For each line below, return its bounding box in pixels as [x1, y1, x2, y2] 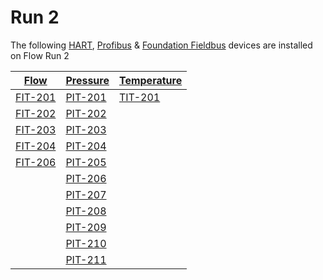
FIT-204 [15, 139, 57, 153]
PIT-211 [65, 252, 107, 266]
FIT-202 [15, 106, 57, 120]
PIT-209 [65, 220, 107, 234]
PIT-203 [65, 122, 107, 136]
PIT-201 [65, 90, 107, 104]
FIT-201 [15, 90, 57, 104]
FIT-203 [15, 122, 57, 136]
